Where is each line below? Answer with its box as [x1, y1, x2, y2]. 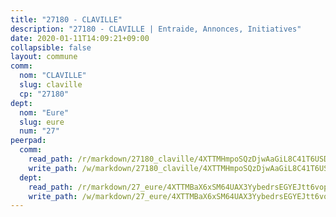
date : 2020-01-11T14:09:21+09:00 [10, 33, 150, 43]
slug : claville [19, 80, 83, 90]
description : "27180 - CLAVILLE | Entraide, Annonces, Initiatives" [10, 24, 302, 34]
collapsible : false [10, 42, 92, 53]
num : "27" [19, 126, 60, 136]
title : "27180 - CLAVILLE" [10, 14, 123, 25]
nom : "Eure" [19, 107, 70, 118]
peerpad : [10, 136, 47, 146]
